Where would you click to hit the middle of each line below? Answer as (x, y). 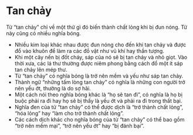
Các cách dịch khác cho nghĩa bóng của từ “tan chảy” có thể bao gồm (99, 119)
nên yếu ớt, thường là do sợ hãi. (53, 88)
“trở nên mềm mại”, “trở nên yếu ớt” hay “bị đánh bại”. (79, 126)
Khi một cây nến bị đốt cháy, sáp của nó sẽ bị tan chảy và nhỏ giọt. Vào (101, 57)
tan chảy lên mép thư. (41, 69)
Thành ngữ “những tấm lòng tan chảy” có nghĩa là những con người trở (100, 82)
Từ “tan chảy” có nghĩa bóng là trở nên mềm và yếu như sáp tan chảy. (99, 76)
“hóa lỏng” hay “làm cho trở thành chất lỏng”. (69, 113)
